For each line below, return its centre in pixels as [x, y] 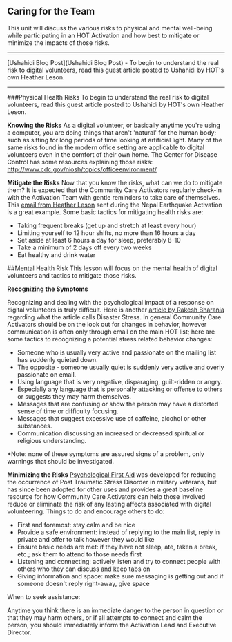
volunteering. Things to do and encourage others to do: [86, 511]
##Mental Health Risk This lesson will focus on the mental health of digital [112, 268]
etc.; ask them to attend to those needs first [79, 554]
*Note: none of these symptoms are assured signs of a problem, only [106, 454]
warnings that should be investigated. [61, 461]
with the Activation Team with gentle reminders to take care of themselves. [114, 197]
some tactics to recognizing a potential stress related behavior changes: [110, 339]
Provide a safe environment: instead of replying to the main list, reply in [118, 532]
